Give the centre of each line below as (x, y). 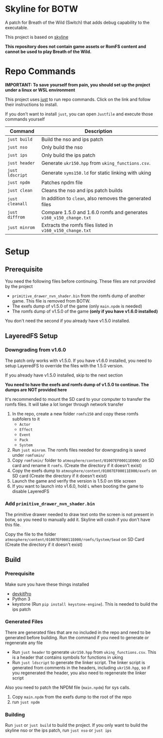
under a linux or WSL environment (40, 90)
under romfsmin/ (28, 455)
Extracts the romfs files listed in (77, 225)
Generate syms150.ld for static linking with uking (96, 173)
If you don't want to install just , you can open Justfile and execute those (79, 114)
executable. (17, 27)
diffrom (16, 217)
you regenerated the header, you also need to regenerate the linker (79, 673)
